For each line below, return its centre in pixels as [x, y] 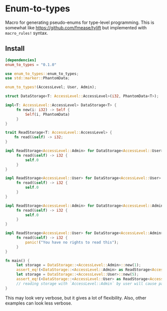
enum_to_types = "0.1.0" [31, 65]
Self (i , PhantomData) [47, 114]
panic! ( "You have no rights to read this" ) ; [72, 242]
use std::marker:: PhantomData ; [38, 78]
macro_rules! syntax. [27, 33]
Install [15, 48]
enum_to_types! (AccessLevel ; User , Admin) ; [51, 87]
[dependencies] [21, 60]
